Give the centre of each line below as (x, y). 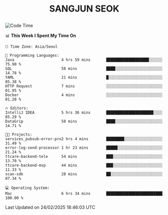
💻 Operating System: (28, 188)
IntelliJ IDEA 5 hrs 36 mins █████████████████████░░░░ (84, 113)
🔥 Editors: (17, 109)
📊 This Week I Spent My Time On (41, 36)
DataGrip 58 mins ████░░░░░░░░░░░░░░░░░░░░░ (84, 122)
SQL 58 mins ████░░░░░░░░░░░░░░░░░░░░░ (84, 69)
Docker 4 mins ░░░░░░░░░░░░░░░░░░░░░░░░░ (84, 95)
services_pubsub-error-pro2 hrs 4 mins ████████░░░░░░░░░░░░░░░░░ (84, 139)
